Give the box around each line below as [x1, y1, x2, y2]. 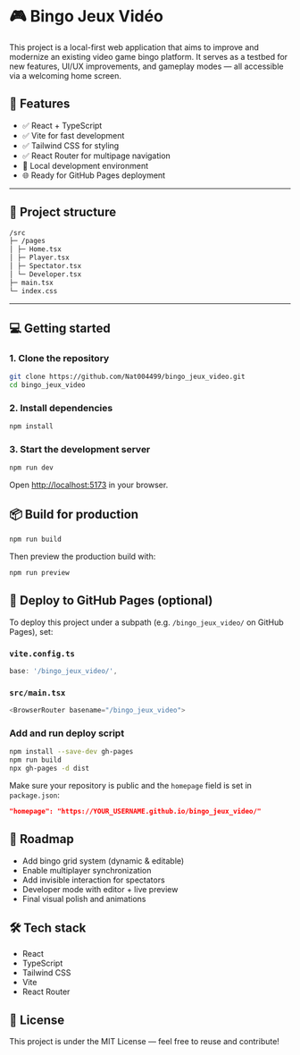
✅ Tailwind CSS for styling [21, 139, 120, 151]
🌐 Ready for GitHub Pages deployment [21, 170, 166, 181]
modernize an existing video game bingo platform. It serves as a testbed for [9, 51, 288, 62]
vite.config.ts [9, 648, 76, 659]
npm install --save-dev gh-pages [9, 747, 134, 756]
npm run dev [9, 463, 54, 473]
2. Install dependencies [9, 401, 113, 414]
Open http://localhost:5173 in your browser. [9, 479, 169, 491]
